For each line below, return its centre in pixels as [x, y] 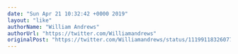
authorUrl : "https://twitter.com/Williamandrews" [82, 33]
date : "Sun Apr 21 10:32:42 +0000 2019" [68, 14]
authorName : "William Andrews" [53, 27]
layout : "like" [30, 20]
